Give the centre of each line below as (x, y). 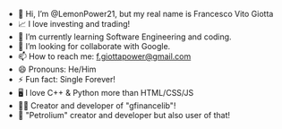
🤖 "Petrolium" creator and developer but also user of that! (124, 115)
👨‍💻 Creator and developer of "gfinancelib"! (97, 106)
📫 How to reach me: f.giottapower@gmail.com (104, 56)
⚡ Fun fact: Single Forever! (67, 79)
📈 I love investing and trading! (74, 24)
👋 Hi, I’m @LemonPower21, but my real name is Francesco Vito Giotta (145, 14)
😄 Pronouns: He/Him (57, 69)
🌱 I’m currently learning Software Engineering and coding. (124, 37)
